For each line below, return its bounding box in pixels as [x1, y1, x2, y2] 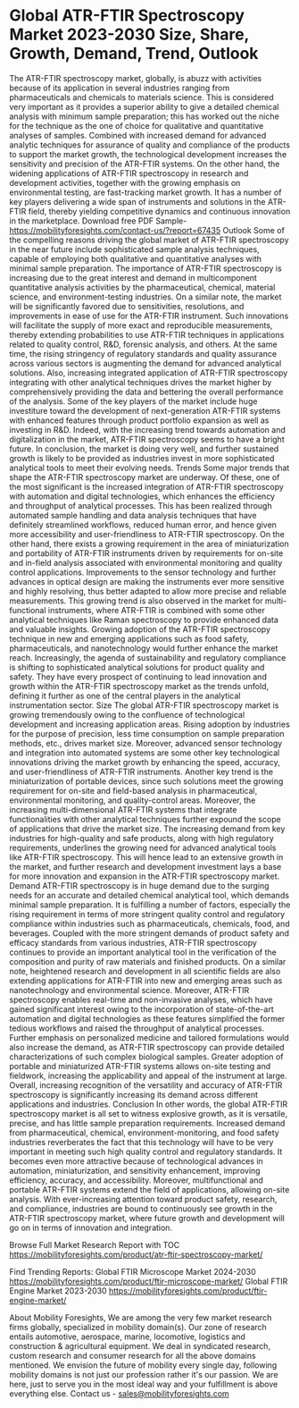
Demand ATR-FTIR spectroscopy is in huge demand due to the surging [9, 880, 270, 890]
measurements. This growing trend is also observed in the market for [9, 595, 263, 606]
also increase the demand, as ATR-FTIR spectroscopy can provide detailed [9, 1041, 285, 1052]
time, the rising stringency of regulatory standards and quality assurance [9, 348, 278, 358]
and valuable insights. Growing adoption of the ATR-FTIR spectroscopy [9, 623, 270, 635]
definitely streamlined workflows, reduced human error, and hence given [9, 519, 277, 530]
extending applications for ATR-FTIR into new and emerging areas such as [9, 975, 283, 986]
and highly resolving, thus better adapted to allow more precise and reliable [9, 586, 287, 596]
